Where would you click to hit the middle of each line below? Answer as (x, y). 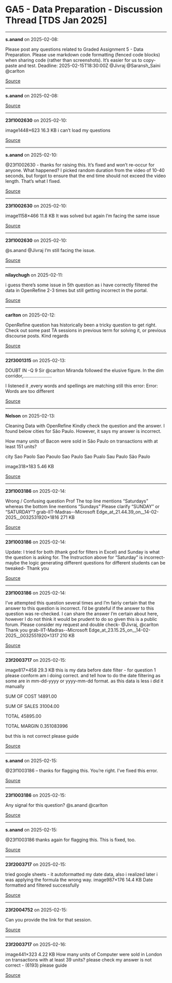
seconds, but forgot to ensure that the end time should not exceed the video (86, 176)
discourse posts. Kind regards (37, 336)
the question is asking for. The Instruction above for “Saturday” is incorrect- (85, 557)
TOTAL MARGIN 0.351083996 (37, 726)
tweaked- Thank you (27, 568)
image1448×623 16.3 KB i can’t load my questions (58, 130)
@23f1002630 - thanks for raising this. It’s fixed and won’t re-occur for (80, 164)
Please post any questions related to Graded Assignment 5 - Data (74, 49)
